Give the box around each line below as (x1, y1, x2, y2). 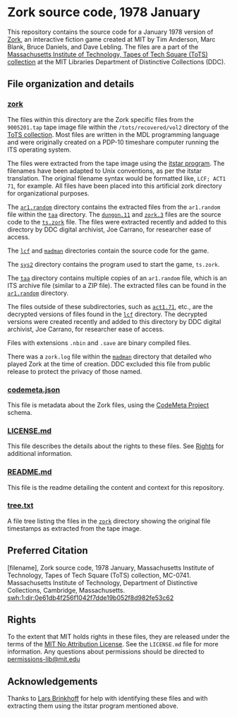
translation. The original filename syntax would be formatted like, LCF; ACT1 (7, 174, 226, 182)
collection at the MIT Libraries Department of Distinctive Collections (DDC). (7, 57, 226, 66)
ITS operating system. (7, 145, 72, 154)
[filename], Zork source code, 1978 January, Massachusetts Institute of (7, 563, 214, 572)
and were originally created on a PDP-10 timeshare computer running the (7, 138, 219, 146)
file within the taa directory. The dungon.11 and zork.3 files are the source (7, 210, 221, 219)
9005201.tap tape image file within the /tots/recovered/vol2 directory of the (7, 123, 229, 131)
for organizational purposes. (7, 188, 90, 198)
